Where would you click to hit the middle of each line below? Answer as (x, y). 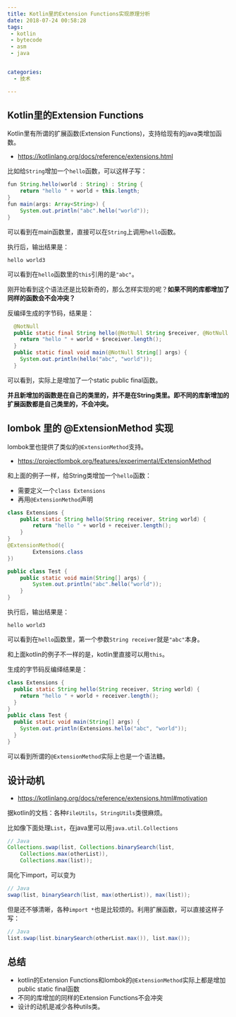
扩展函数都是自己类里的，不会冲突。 (60, 404)
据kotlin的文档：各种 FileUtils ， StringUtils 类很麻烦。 (87, 812)
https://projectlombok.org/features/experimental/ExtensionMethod (114, 460)
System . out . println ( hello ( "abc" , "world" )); (86, 359)
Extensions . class (58, 552)
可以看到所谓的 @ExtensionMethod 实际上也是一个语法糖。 (88, 756)
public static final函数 (48, 989)
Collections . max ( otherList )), (64, 854)
